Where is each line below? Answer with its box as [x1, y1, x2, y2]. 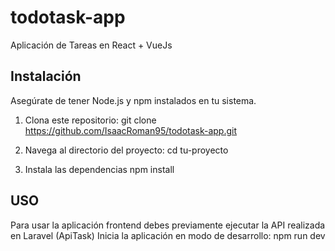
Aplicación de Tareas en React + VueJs [10, 39, 173, 51]
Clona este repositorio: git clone [24, 114, 157, 126]
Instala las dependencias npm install [24, 163, 175, 175]
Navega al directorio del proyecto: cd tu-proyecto [24, 144, 229, 156]
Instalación [10, 68, 82, 85]
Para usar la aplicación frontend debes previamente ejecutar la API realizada [10, 219, 326, 231]
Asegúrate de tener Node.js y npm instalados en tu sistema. [10, 94, 257, 106]
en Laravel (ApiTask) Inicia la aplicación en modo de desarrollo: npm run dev [10, 229, 326, 241]
